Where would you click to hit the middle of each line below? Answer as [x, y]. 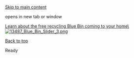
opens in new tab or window [33, 16]
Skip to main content [26, 7]
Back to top [17, 41]
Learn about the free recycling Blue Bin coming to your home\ [67, 26]
